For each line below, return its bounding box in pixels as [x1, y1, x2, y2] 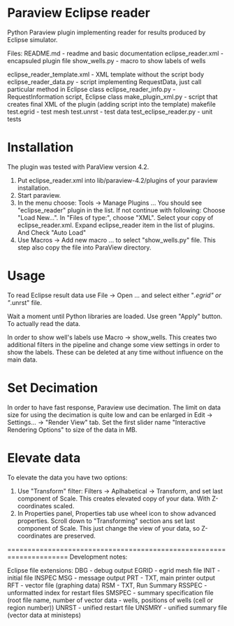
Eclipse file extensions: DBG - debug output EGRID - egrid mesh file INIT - [7, 566, 221, 574]
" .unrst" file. [7, 298, 42, 306]
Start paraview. [17, 191, 61, 199]
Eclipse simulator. [7, 35, 58, 43]
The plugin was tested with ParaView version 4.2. [7, 163, 149, 171]
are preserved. [53, 531, 96, 540]
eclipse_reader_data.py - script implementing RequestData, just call [7, 77, 202, 86]
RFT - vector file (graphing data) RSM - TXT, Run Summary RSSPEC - [7, 580, 207, 590]
